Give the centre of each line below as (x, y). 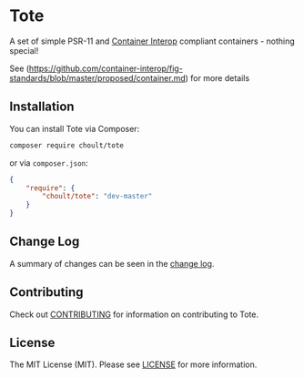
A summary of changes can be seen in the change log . (112, 263)
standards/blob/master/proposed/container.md (97, 77)
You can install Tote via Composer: (75, 128)
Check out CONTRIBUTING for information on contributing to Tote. (134, 314)
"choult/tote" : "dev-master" (97, 197)
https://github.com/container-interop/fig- (106, 68)
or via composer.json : (49, 163)
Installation (42, 107)
